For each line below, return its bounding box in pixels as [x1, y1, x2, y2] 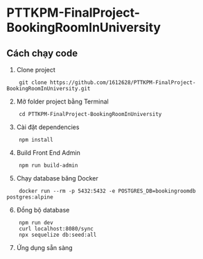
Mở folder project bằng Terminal [16, 97, 109, 106]
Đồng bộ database [16, 206, 70, 214]
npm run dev [19, 219, 53, 226]
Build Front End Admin [16, 149, 80, 157]
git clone [19, 79, 48, 86]
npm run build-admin [19, 162, 78, 169]
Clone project [16, 66, 56, 74]
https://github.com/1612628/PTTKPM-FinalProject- [50, 79, 196, 86]
